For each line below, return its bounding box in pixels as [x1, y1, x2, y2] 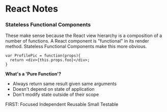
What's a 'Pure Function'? [5, 71, 62, 77]
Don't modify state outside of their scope [12, 92, 99, 98]
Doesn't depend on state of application [12, 86, 95, 92]
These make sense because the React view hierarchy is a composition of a [5, 32, 162, 39]
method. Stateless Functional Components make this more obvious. [5, 44, 147, 50]
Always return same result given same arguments [12, 81, 117, 87]
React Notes [5, 3, 59, 15]
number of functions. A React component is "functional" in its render [5, 38, 149, 44]
